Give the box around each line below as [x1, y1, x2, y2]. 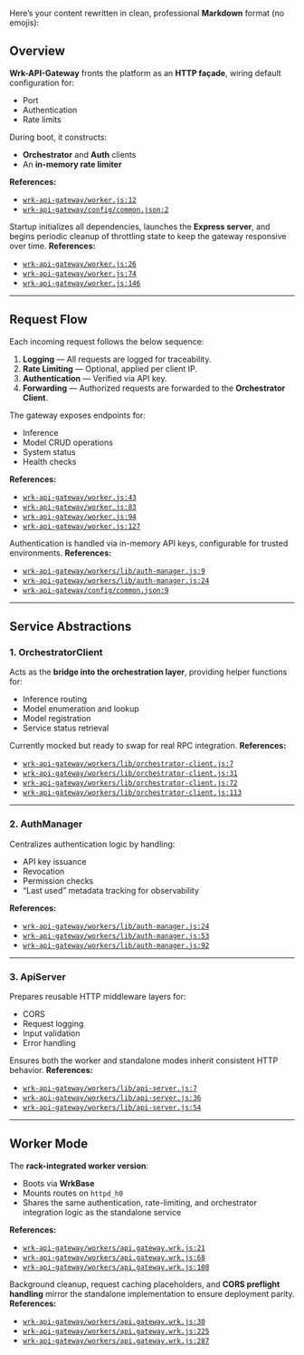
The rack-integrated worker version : [9, 1160, 149, 1171]
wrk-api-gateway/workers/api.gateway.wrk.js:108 [22, 1263, 210, 1272]
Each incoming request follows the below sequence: [9, 335, 204, 347]
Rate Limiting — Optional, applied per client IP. [22, 363, 197, 374]
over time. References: [9, 240, 96, 251]
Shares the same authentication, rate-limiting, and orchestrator [22, 1196, 258, 1208]
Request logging [22, 1018, 84, 1029]
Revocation [22, 866, 65, 876]
